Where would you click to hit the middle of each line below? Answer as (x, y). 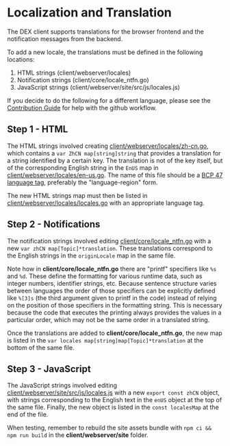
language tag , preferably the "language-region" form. (82, 182)
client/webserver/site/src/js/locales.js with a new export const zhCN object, (114, 393)
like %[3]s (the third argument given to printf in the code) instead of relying (112, 298)
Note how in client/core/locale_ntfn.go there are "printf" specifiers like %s (112, 269)
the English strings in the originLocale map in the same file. (91, 256)
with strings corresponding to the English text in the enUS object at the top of (115, 400)
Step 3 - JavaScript (49, 369)
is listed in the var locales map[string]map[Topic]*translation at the (105, 340)
